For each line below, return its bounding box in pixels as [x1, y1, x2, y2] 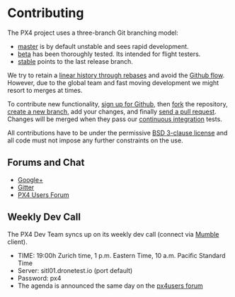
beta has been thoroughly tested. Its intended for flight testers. [17, 50, 201, 58]
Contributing [7, 5, 84, 21]
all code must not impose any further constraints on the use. [7, 136, 183, 145]
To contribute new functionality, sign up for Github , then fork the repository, [7, 99, 228, 108]
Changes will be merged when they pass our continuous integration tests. [7, 115, 223, 123]
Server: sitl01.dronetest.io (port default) [17, 266, 133, 274]
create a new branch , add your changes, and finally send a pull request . [7, 107, 217, 116]
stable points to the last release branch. [17, 57, 133, 65]
